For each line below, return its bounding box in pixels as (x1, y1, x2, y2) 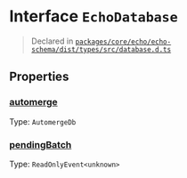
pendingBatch (9, 138, 72, 150)
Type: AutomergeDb (9, 116, 77, 126)
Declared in (30, 36, 74, 46)
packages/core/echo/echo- (75, 37, 172, 46)
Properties (9, 69, 69, 85)
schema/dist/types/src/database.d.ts (30, 44, 172, 54)
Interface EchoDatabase (9, 6, 178, 27)
